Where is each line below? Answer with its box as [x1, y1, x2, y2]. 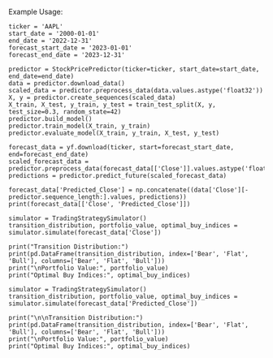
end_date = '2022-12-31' [8, 37, 93, 45]
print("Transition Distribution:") [8, 243, 129, 251]
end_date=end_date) [8, 72, 75, 80]
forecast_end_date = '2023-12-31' [8, 51, 126, 59]
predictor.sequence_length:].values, [8, 193, 136, 201]
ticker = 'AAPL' [8, 23, 63, 31]
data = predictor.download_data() [8, 80, 126, 88]
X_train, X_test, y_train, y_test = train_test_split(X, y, [8, 101, 217, 109]
